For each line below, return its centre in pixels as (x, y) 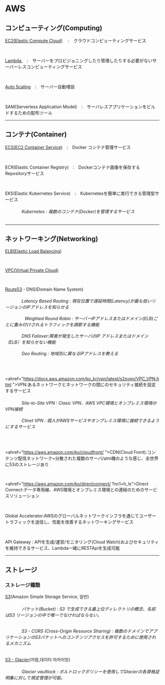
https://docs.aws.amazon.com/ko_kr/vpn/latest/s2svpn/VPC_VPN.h (91, 379)
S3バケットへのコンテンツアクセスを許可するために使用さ (93, 637)
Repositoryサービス (24, 173)
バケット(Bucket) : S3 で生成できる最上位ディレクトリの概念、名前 (88, 609)
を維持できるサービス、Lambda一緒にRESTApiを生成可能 (62, 548)
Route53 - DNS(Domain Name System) (44, 289)
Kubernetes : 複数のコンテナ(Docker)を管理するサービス (78, 211)
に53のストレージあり (27, 465)
